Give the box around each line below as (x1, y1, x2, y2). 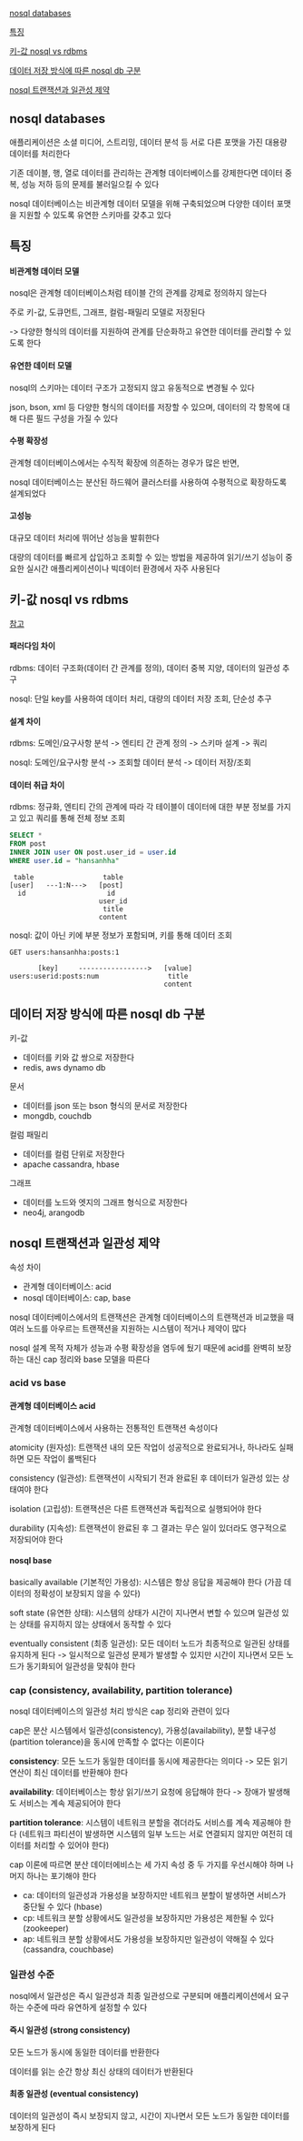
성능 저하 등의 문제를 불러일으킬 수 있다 (21, 178, 160, 189)
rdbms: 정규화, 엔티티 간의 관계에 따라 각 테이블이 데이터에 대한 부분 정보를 (9, 801, 275, 812)
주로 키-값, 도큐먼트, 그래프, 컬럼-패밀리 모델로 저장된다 (9, 307, 206, 317)
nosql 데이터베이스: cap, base (22, 1292, 132, 1303)
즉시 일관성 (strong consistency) (9, 2025, 131, 2035)
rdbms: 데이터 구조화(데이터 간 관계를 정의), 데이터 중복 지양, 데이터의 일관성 (9, 663, 281, 674)
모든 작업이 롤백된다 (25, 1452, 97, 1463)
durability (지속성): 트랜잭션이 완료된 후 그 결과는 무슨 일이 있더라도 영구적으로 (9, 1523, 288, 1533)
